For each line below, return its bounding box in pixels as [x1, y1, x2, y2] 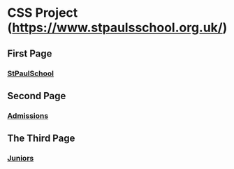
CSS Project [7, 5, 78, 21]
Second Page [7, 89, 66, 102]
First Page [7, 47, 52, 59]
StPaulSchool [7, 68, 54, 78]
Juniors [7, 154, 34, 163]
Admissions [7, 110, 49, 120]
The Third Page [7, 133, 75, 145]
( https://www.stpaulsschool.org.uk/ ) [7, 20, 228, 36]
